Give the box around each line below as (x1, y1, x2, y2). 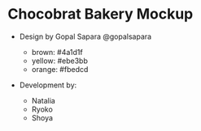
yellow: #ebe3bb (31, 56, 89, 65)
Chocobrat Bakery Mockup (7, 5, 194, 23)
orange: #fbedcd (31, 64, 89, 74)
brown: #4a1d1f (31, 47, 83, 57)
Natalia (31, 95, 56, 105)
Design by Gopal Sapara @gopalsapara (19, 32, 152, 41)
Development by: (19, 80, 77, 90)
